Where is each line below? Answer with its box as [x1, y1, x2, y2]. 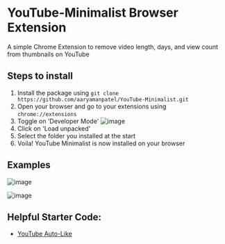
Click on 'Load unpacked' [17, 124, 91, 133]
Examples [7, 159, 51, 171]
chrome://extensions [17, 111, 77, 117]
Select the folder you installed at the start [17, 131, 135, 140]
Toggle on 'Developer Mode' [17, 117, 99, 125]
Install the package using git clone [17, 88, 119, 97]
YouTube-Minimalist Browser [7, 5, 178, 21]
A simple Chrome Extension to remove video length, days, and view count [7, 42, 219, 51]
